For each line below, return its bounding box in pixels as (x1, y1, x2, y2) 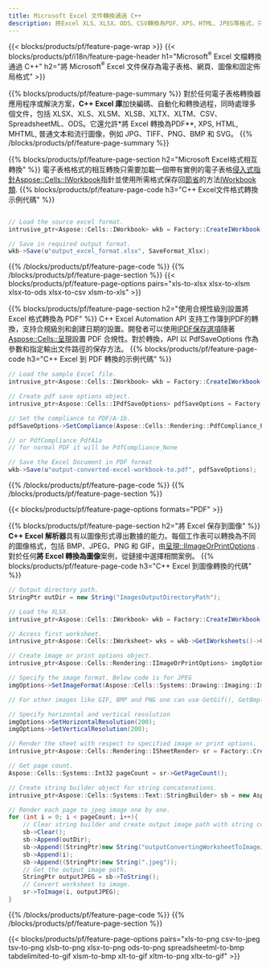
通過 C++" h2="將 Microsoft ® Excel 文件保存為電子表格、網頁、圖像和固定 (8, 60, 254, 71)
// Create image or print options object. (8, 652, 153, 660)
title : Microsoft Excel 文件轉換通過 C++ (8, 11, 142, 20)
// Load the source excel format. (8, 218, 125, 226)
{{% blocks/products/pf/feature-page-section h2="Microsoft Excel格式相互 (8, 154, 258, 164)
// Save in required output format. (8, 240, 131, 248)
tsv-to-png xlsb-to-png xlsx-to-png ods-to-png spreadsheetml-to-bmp (8, 942, 245, 952)
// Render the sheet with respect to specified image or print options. (8, 740, 257, 748)
